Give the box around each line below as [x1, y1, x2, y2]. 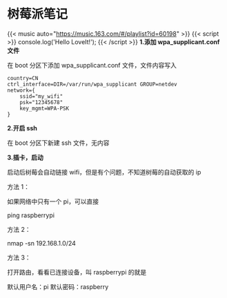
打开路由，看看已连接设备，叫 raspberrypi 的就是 [7, 268, 147, 276]
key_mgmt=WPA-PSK [19, 105, 70, 112]
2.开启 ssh [7, 123, 38, 132]
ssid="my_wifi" [19, 92, 63, 100]
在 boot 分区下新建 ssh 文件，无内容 [7, 139, 110, 147]
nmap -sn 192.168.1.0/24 [7, 239, 76, 247]
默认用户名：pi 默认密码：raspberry [7, 282, 109, 290]
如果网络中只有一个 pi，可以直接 [7, 197, 99, 206]
